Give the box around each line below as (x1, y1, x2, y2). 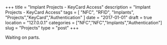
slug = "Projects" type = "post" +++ (5, 25, 79, 31)
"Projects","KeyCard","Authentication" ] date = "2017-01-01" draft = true (5, 15, 152, 20)
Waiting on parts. (5, 34, 40, 40)
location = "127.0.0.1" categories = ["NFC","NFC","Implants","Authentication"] (5, 20, 163, 25)
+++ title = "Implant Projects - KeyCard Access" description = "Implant (5, 4, 151, 10)
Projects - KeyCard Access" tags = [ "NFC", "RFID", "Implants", (5, 9, 135, 15)
